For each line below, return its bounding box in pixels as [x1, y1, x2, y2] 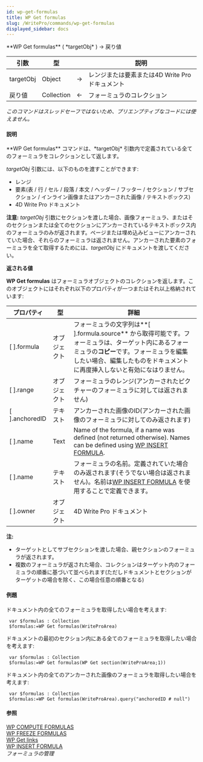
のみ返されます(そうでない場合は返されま [73, 469, 192, 477]
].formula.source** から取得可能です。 [73, 330, 184, 338]
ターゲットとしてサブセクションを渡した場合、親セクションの [14, 546, 169, 553]
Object [42, 75, 61, 84]
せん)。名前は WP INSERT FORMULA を [73, 478, 184, 486]
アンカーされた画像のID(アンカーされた [73, 406, 185, 415]
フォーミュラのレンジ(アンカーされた [73, 377, 179, 385]
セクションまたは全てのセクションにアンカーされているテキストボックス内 [11, 222, 196, 229]
